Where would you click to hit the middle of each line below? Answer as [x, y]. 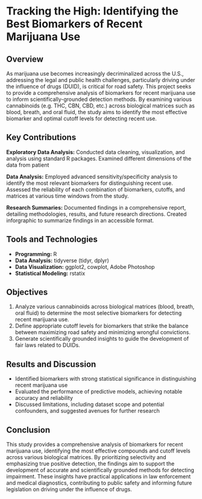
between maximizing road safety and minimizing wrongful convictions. [103, 332]
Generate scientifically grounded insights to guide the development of [102, 339]
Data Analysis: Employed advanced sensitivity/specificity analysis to [92, 176]
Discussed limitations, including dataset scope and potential [90, 404]
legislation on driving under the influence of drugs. [69, 489]
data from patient [28, 165]
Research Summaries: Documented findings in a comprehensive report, [96, 207]
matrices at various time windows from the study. [68, 196]
